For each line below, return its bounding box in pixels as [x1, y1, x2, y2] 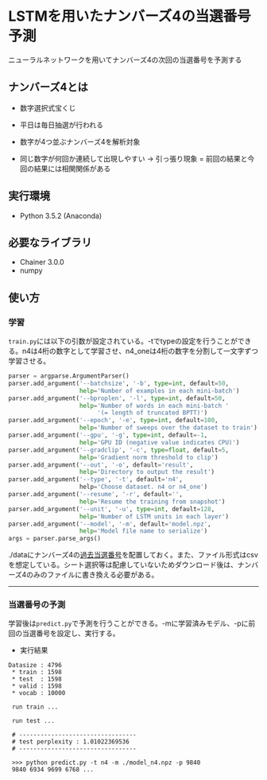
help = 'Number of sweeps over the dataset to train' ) [79, 424, 258, 432]
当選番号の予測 [8, 600, 66, 611]
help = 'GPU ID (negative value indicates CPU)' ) [79, 438, 240, 446]
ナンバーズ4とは [8, 80, 89, 94]
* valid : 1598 [11, 682, 62, 690]
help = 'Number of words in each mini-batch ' [79, 402, 229, 409]
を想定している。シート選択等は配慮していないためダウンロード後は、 [8, 560, 238, 569]
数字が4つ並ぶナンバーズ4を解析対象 [19, 137, 141, 146]
